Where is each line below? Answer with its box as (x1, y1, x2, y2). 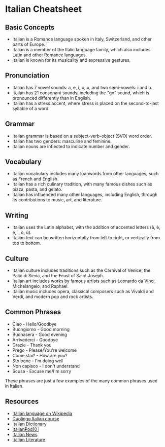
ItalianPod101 (12, 426, 39, 432)
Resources (5, 397, 39, 406)
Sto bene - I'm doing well (12, 358, 64, 364)
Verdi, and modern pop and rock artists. (12, 294, 94, 299)
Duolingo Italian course (12, 415, 60, 421)
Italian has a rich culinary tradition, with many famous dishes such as (12, 181, 153, 187)
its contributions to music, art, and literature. (12, 197, 102, 203)
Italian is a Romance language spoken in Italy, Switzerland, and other (12, 36, 152, 42)
